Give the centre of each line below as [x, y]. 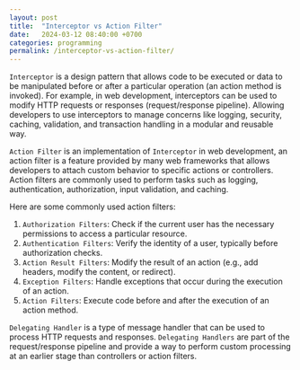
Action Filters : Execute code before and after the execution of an [146, 301]
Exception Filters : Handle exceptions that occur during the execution [152, 282]
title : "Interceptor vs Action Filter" [86, 26]
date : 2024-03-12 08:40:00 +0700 [76, 34]
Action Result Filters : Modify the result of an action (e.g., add [140, 262]
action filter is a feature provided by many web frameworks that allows [140, 161]
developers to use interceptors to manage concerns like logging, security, [146, 115]
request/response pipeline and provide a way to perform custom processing [150, 347]
